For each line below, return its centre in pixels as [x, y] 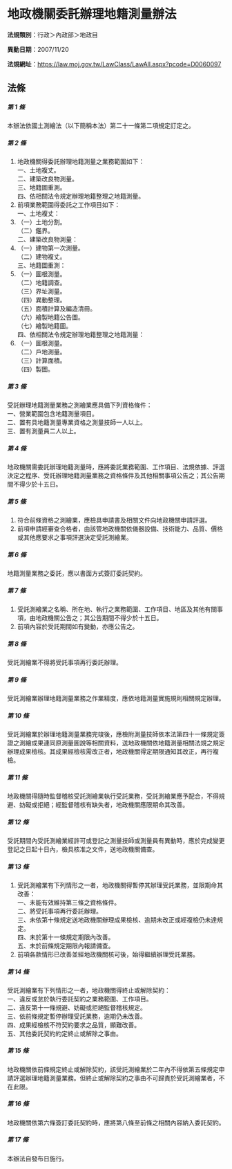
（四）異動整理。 [41, 300]
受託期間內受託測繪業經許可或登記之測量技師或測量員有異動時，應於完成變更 [116, 840]
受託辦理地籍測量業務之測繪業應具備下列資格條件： [80, 405]
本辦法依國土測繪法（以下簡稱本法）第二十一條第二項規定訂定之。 [101, 126]
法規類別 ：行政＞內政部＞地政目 [52, 35]
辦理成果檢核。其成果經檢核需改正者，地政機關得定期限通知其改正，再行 [110, 752]
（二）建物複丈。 [41, 257]
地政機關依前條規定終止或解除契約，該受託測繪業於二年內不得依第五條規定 [113, 1069]
